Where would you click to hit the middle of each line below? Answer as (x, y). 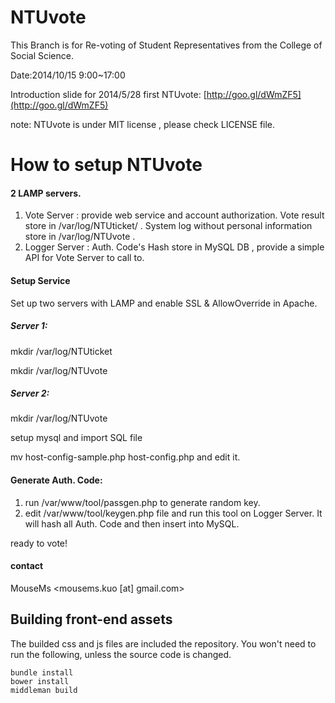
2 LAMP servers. (46, 193)
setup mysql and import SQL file (76, 438)
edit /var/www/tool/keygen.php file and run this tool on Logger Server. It (173, 513)
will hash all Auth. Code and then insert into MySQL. (132, 523)
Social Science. (42, 55)
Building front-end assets (91, 619)
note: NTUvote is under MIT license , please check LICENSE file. (143, 124)
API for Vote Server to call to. (84, 258)
